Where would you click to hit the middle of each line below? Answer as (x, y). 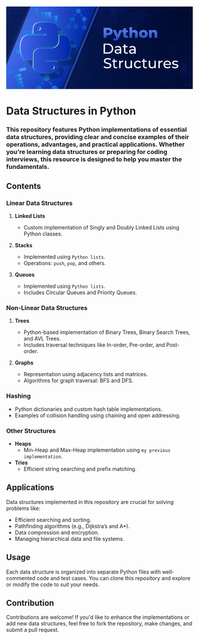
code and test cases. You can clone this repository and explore (113, 578)
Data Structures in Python (71, 111)
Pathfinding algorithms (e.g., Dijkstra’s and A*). (72, 526)
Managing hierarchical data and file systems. (69, 539)
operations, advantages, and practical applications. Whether (95, 144)
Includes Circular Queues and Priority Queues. (80, 292)
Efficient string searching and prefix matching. (80, 469)
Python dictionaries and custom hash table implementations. (89, 409)
